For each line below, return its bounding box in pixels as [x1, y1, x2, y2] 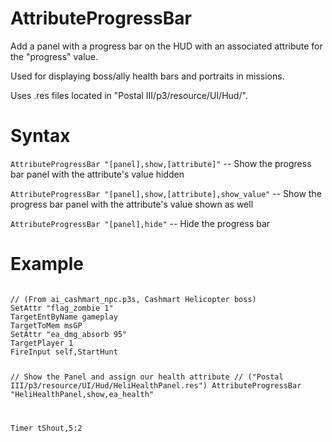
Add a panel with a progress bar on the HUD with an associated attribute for [10, 40, 323, 52]
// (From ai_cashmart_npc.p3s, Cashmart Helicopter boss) [10, 294, 257, 304]
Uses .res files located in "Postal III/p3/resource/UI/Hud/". [10, 89, 248, 101]
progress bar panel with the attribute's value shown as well [10, 198, 254, 210]
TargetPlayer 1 [10, 338, 74, 348]
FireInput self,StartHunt [10, 347, 118, 357]
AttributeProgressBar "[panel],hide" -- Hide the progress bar [10, 217, 271, 229]
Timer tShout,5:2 [10, 423, 83, 433]
